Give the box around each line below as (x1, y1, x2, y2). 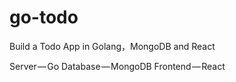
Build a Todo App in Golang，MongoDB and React (9, 40, 216, 52)
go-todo (9, 6, 79, 29)
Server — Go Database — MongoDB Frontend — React (9, 60, 226, 72)
